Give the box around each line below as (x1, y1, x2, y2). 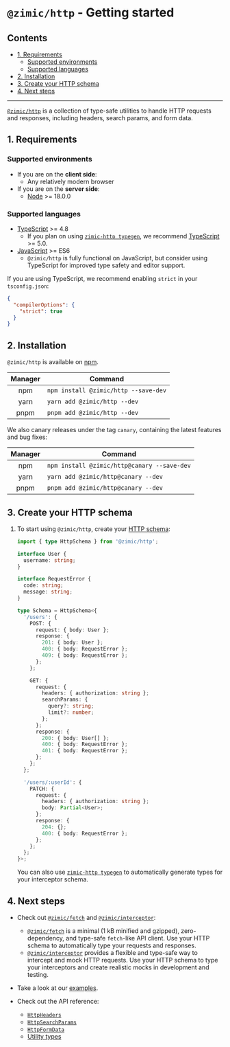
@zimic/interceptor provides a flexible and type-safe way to (27, 949, 199, 957)
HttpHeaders (27, 1012, 62, 1019)
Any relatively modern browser (27, 177, 114, 185)
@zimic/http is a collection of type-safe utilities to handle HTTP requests (7, 106, 212, 115)
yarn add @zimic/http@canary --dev (47, 473, 163, 481)
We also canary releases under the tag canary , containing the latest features (7, 426, 222, 434)
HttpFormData (27, 1026, 65, 1033)
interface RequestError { (16, 576, 91, 583)
